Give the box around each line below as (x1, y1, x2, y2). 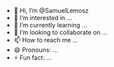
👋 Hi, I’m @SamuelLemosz (13, 7, 89, 14)
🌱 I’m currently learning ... (13, 21, 88, 29)
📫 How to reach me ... (13, 36, 78, 44)
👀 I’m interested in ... (13, 14, 73, 22)
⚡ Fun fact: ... (13, 53, 52, 62)
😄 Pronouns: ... (13, 46, 59, 54)
